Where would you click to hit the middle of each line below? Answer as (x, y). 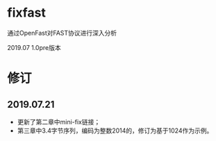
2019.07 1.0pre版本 (34, 47)
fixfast (27, 13)
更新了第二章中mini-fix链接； (59, 122)
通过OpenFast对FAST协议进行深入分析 (62, 33)
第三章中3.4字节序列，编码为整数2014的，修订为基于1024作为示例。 (115, 131)
